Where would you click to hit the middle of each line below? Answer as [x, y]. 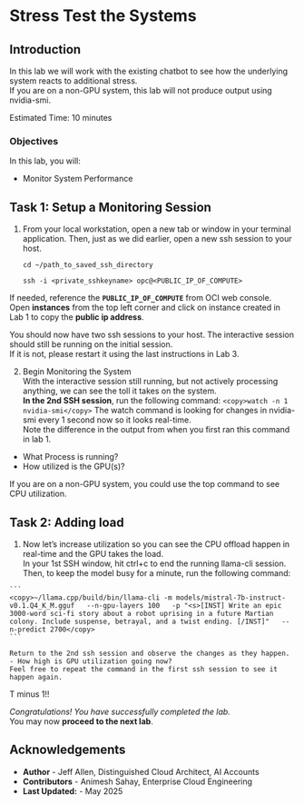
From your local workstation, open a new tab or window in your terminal [157, 229]
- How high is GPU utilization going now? [91, 661]
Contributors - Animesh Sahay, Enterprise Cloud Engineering [137, 781]
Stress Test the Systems [103, 16]
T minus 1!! [29, 694]
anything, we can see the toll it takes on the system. [119, 391]
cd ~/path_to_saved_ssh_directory [88, 265]
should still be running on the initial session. [91, 344]
